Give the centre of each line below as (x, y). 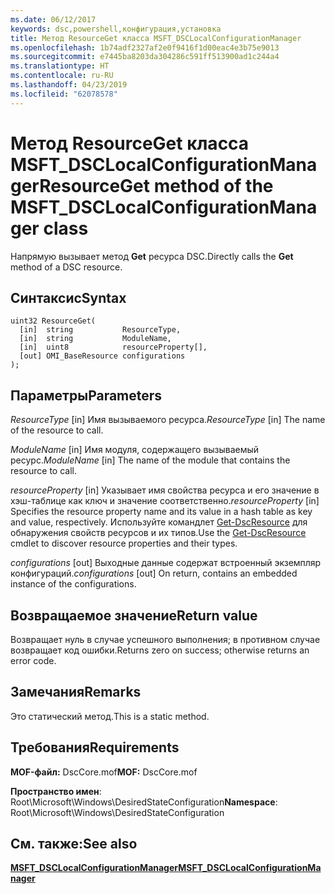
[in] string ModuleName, (95, 339)
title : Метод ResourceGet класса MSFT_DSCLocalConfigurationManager (156, 38)
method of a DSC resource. (66, 267)
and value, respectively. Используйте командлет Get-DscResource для (159, 522)
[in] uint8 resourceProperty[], (113, 347)
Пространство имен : (56, 791)
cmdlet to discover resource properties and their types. (124, 543)
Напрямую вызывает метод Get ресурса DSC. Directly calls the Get (152, 256)
